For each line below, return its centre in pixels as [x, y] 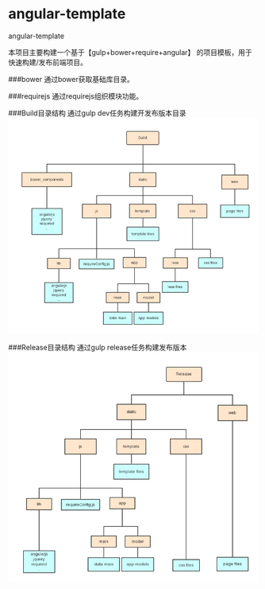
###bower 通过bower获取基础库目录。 [71, 79]
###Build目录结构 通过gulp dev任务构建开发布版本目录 [97, 113]
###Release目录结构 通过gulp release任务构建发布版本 [98, 348]
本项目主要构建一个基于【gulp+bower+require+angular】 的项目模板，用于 [130, 52]
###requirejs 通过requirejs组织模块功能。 [76, 96]
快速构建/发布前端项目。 [48, 62]
